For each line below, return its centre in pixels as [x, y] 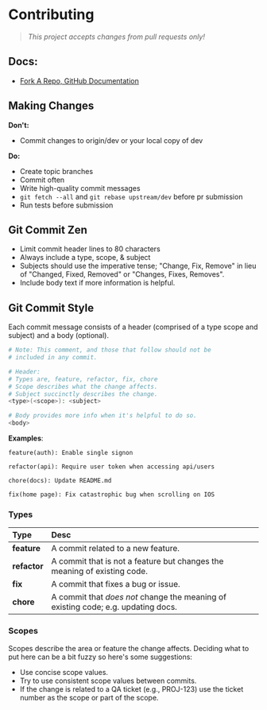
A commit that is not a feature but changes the [137, 561]
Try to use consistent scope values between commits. [108, 681]
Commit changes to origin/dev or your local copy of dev [111, 140]
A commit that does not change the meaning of [139, 597]
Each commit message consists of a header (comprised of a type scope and [133, 327]
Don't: [19, 125]
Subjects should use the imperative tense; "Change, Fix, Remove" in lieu [138, 266]
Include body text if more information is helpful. [97, 283]
